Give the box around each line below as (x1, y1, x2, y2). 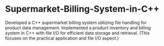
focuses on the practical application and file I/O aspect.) (5, 35, 119, 41)
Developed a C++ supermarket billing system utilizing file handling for (5, 20, 147, 25)
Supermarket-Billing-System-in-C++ (5, 3, 160, 15)
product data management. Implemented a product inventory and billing (5, 24, 151, 30)
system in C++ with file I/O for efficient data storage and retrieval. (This (5, 30, 150, 36)
